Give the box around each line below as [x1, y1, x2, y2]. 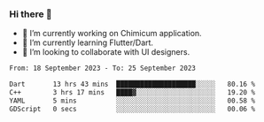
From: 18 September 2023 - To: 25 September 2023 [9, 64, 197, 73]
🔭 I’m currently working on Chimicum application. [21, 28, 202, 39]
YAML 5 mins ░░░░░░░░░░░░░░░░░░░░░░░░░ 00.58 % [9, 96, 255, 105]
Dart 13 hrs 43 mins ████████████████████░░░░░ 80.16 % [9, 80, 255, 89]
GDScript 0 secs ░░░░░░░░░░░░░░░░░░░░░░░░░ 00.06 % [9, 104, 255, 113]
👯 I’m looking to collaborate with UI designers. [21, 47, 190, 57]
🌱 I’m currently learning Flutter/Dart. [21, 37, 153, 48]
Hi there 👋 [9, 8, 53, 20]
